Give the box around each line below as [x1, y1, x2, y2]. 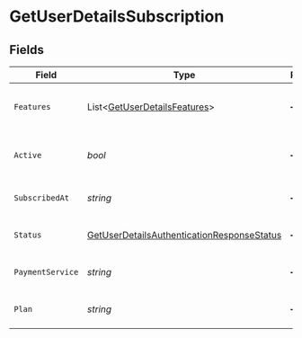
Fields [9, 42, 45, 58]
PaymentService [13, 267, 79, 277]
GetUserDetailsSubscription [9, 6, 225, 27]
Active [13, 150, 42, 160]
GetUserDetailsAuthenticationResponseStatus [86, 229, 282, 241]
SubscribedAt [13, 193, 70, 203]
